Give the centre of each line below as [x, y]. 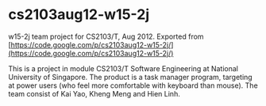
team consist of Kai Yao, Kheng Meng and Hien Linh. [94, 93]
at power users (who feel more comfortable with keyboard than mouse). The [133, 85]
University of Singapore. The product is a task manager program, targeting [130, 77]
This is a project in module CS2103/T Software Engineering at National [123, 68]
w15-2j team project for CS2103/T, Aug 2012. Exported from [106, 36]
